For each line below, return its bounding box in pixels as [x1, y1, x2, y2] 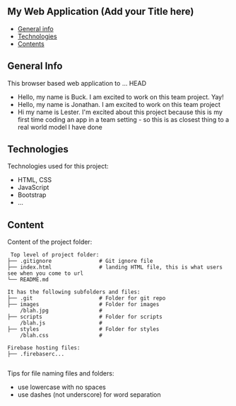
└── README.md [7, 276, 49, 283]
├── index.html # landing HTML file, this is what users [7, 264, 223, 271]
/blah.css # [20, 332, 102, 339]
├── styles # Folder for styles [7, 326, 160, 333]
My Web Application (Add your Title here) [7, 6, 194, 18]
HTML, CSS [17, 176, 52, 184]
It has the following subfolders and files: [7, 288, 141, 296]
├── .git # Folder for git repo [7, 295, 166, 302]
